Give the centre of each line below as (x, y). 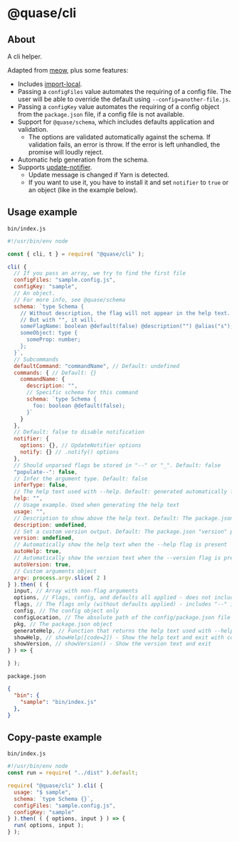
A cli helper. (25, 56)
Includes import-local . (50, 84)
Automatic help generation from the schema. (83, 159)
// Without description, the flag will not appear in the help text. (126, 313)
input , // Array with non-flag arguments (76, 591)
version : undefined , (44, 538)
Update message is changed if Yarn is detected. (99, 175)
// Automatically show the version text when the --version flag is (117, 558)
